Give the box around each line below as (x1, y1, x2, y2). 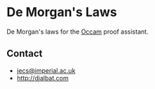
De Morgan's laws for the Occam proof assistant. (6, 27, 149, 36)
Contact (6, 48, 43, 60)
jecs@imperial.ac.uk (16, 66, 76, 74)
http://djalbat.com (16, 74, 69, 82)
